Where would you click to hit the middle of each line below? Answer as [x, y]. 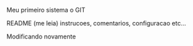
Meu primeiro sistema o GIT [46, 10]
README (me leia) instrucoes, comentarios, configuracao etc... [96, 23]
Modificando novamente [42, 36]
